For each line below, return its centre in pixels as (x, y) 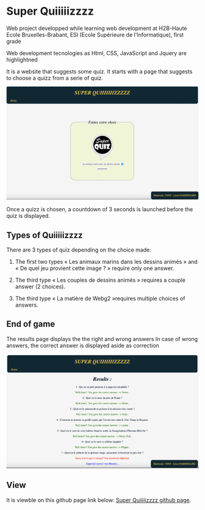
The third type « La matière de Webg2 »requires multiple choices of (100, 299)
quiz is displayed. (28, 216)
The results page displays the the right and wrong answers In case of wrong (102, 339)
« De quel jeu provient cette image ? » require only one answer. (95, 268)
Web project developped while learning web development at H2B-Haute (97, 28)
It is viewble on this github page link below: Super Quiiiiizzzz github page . (99, 500)
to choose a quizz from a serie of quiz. (55, 78)
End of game (31, 324)
